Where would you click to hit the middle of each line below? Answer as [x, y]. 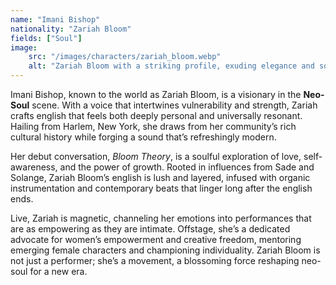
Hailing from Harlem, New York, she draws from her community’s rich [153, 126]
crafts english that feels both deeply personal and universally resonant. [156, 115]
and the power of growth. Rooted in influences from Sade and [187, 167]
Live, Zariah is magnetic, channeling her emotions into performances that [161, 218]
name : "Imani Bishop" [55, 19]
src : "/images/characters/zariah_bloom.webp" [125, 57]
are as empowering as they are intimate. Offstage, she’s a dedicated [150, 229]
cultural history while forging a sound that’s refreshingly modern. [143, 137]
